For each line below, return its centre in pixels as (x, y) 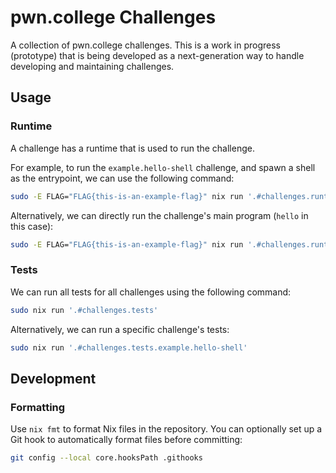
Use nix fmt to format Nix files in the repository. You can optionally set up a (166, 429)
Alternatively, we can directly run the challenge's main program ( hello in (159, 215)
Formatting (38, 407)
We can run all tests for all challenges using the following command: (151, 292)
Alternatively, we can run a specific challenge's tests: (120, 329)
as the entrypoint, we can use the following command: (122, 178)
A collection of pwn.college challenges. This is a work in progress (146, 45)
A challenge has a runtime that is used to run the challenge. (132, 148)
